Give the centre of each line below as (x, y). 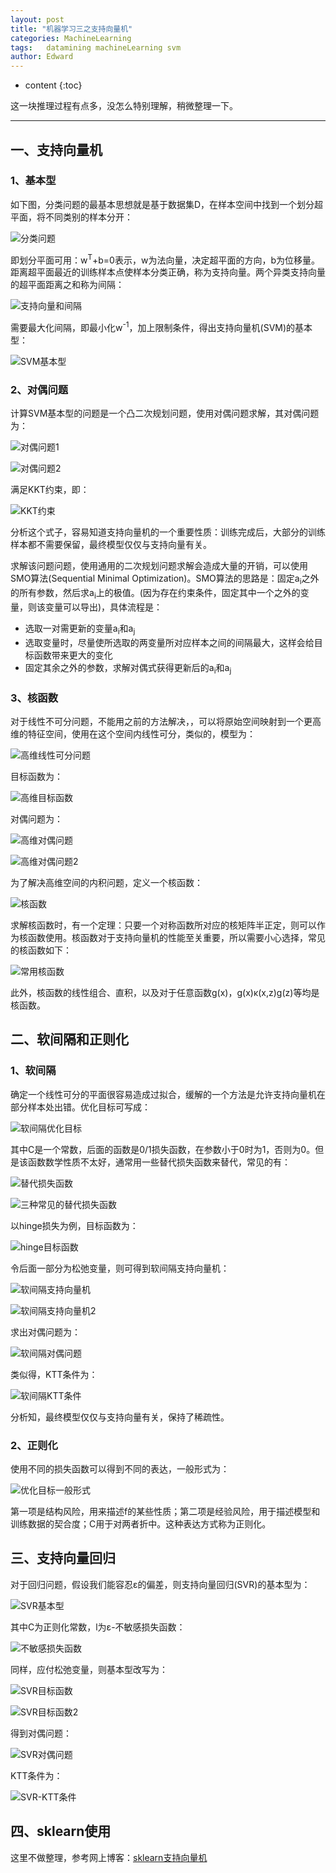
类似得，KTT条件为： (54, 1374)
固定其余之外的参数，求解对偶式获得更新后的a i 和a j (128, 668)
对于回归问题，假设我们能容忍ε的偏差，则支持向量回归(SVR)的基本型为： (160, 1584)
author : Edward (42, 57)
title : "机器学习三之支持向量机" (71, 29)
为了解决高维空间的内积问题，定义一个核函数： (106, 882)
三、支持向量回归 (63, 1558)
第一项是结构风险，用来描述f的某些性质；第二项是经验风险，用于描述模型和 (165, 1511)
